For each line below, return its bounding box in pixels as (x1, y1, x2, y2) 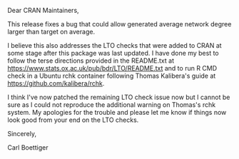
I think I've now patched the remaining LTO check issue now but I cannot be (7, 93, 230, 101)
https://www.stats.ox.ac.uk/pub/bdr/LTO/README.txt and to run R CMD (7, 64, 218, 72)
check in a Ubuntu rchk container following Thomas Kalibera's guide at (7, 71, 216, 80)
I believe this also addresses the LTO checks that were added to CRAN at (7, 41, 223, 49)
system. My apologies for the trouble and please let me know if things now (7, 108, 227, 116)
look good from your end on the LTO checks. (7, 116, 139, 124)
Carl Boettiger (7, 143, 49, 152)
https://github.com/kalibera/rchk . (7, 79, 105, 88)
